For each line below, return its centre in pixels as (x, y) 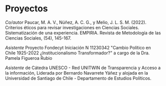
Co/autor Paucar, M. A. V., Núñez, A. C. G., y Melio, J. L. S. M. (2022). (76, 22)
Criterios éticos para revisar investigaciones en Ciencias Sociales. (72, 27)
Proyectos (26, 9)
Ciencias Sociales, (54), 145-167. (38, 38)
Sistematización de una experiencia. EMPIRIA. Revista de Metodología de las (83, 33)
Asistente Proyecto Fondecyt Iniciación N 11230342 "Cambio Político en (78, 47)
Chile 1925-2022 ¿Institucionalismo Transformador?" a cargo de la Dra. (77, 53)
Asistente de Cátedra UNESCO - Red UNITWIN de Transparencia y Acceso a (83, 68)
